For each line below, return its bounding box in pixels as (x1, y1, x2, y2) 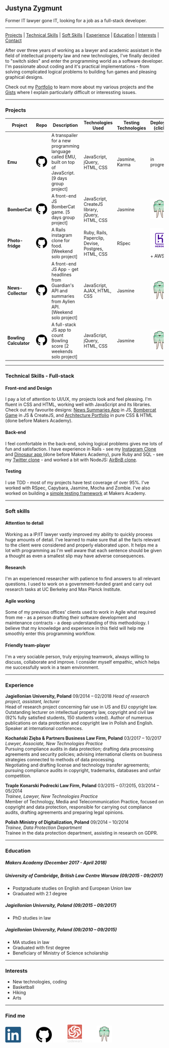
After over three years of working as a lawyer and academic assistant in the (5, 47, 162, 53)
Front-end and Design (5, 385, 52, 391)
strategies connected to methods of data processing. (5, 756, 116, 762)
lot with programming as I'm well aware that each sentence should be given (5, 548, 162, 554)
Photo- (7, 238, 23, 244)
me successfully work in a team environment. (5, 664, 100, 670)
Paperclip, (83, 235, 105, 241)
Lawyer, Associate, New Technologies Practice (5, 740, 103, 746)
